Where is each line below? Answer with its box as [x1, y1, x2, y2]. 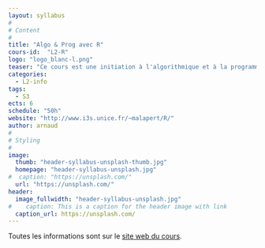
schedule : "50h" [8, 107, 62, 115]
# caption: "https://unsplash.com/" [8, 173, 132, 182]
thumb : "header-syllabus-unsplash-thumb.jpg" [15, 159, 168, 167]
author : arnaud [8, 122, 58, 130]
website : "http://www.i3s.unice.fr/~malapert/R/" [8, 115, 175, 122]
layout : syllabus [8, 11, 65, 20]
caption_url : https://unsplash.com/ [15, 210, 136, 218]
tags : [8, 85, 26, 93]
